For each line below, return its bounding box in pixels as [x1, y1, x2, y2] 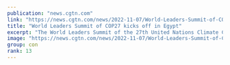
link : [7, 16, 23, 23]
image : [7, 35, 26, 42]
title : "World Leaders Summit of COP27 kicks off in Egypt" [7, 22, 183, 29]
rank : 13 [7, 48, 32, 55]
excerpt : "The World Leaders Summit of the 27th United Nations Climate [7, 28, 219, 36]
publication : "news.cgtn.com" [7, 9, 94, 17]
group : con [7, 41, 38, 48]
